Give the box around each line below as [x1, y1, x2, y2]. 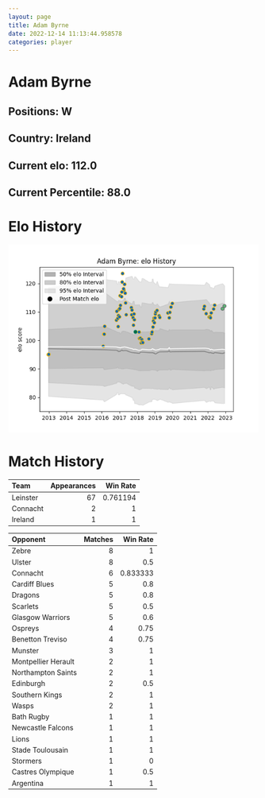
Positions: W [8, 104, 73, 118]
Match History [8, 453, 105, 471]
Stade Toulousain [11, 745, 69, 754]
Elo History [8, 218, 83, 236]
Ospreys [11, 624, 40, 633]
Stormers [11, 756, 42, 766]
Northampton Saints [11, 668, 78, 677]
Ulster [11, 557, 32, 567]
